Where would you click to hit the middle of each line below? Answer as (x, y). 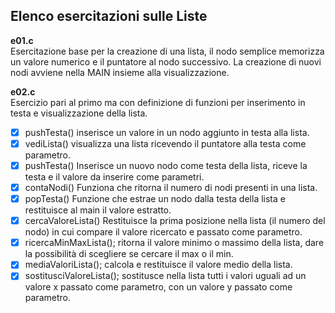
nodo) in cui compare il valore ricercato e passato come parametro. (163, 232)
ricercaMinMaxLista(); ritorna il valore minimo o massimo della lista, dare (174, 243)
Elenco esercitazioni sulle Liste (109, 16)
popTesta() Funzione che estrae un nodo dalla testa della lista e (155, 199)
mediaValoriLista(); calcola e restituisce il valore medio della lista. (158, 265)
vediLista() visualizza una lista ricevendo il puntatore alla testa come (165, 143)
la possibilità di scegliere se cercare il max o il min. (129, 254)
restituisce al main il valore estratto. (98, 210)
